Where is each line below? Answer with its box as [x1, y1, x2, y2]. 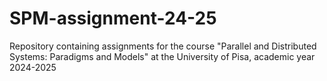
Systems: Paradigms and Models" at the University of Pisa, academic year [9, 50, 316, 62]
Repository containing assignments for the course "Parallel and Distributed [9, 40, 317, 52]
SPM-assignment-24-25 [9, 7, 217, 30]
